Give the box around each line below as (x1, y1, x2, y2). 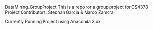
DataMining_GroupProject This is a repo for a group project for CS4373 (5, 4, 148, 10)
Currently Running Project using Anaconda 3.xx (5, 19, 101, 24)
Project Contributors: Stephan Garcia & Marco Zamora (5, 9, 114, 15)
